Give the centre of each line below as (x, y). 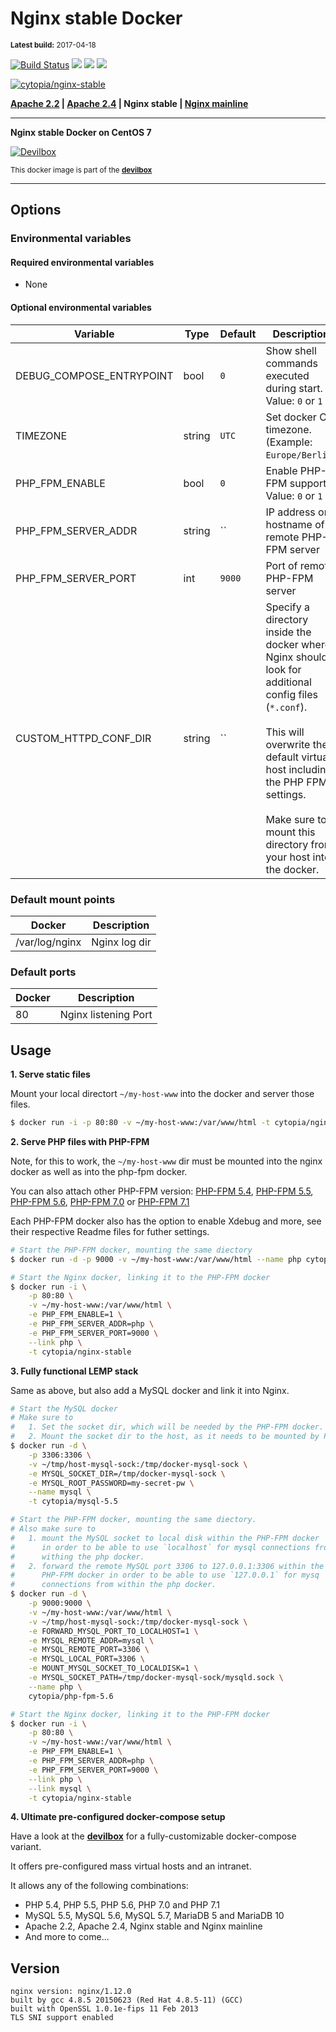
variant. (26, 1847)
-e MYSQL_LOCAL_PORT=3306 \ (86, 1659)
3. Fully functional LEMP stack (74, 1371)
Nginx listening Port (106, 1015)
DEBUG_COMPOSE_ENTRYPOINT (94, 375)
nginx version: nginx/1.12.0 (71, 1992)
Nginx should (296, 657)
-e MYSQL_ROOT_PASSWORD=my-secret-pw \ (111, 1483)
